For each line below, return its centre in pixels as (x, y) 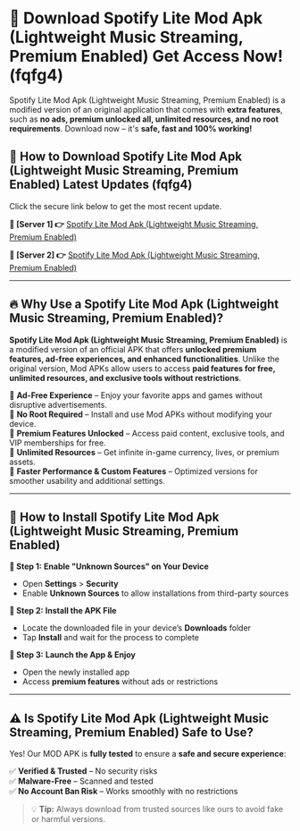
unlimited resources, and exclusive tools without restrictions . (125, 377)
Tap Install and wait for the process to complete (110, 638)
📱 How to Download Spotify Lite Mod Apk (126, 157)
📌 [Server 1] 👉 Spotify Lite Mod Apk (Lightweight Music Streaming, (134, 224)
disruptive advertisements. (58, 404)
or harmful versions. (68, 819)
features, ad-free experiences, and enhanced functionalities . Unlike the (144, 359)
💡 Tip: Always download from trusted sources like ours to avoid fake (157, 810)
